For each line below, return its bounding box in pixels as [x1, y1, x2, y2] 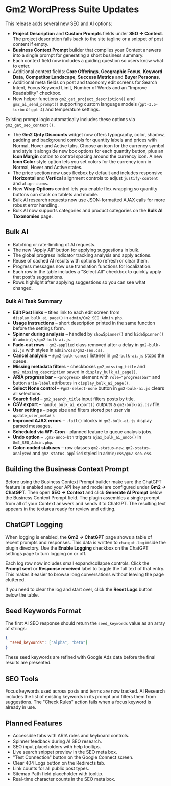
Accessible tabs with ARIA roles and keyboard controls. [12, 732, 130, 739]
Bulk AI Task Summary [5, 297, 63, 304]
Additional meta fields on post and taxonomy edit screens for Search [12, 79, 157, 85]
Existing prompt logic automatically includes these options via [5, 116, 135, 122]
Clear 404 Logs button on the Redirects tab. [12, 759, 106, 766]
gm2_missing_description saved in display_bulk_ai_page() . [12, 369, 137, 375]
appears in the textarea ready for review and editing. [5, 506, 116, 512]
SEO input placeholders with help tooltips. [12, 743, 101, 749]
